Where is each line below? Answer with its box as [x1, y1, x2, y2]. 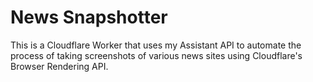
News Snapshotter [10, 6, 168, 29]
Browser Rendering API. [10, 60, 109, 72]
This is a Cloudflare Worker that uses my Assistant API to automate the [10, 39, 302, 51]
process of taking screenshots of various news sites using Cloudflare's [10, 49, 303, 61]
